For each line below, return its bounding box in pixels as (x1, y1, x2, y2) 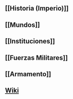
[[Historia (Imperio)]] (5, 4, 69, 13)
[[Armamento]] (5, 70, 52, 78)
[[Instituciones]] (5, 37, 55, 45)
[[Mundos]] (5, 21, 40, 29)
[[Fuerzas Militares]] (5, 54, 68, 62)
